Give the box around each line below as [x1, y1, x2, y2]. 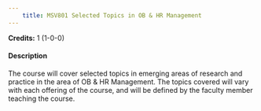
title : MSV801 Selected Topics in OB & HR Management [22, 11, 202, 20]
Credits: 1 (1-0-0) [8, 33, 65, 43]
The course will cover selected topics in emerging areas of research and [8, 68, 243, 78]
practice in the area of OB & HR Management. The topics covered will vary [8, 76, 249, 87]
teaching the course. [8, 94, 75, 103]
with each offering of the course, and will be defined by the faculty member [8, 85, 253, 94]
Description [8, 51, 48, 61]
